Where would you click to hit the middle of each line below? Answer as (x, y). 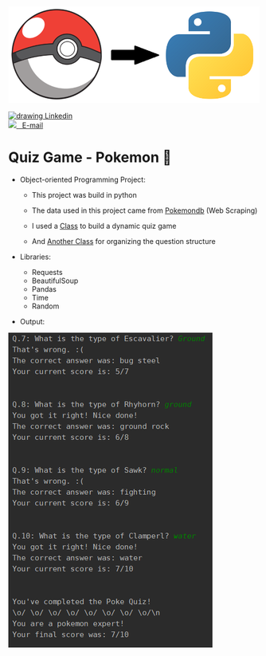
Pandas (44, 289)
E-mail (33, 125)
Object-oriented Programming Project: (82, 179)
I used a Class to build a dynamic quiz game (104, 226)
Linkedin (59, 116)
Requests (47, 272)
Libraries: (35, 257)
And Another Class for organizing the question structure (124, 241)
